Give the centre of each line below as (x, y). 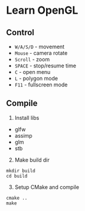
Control (20, 32)
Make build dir (32, 160)
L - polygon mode (36, 78)
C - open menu (32, 72)
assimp (23, 135)
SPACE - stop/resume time (45, 66)
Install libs (27, 117)
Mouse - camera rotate (41, 53)
